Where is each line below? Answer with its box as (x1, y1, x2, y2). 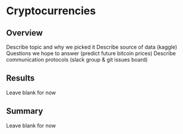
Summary (6, 106, 43, 116)
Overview (6, 28, 43, 38)
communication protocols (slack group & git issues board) (6, 56, 148, 63)
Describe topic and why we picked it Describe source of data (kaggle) (6, 43, 178, 50)
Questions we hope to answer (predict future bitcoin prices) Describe (6, 50, 176, 57)
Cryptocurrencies (6, 4, 96, 18)
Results (6, 73, 35, 84)
